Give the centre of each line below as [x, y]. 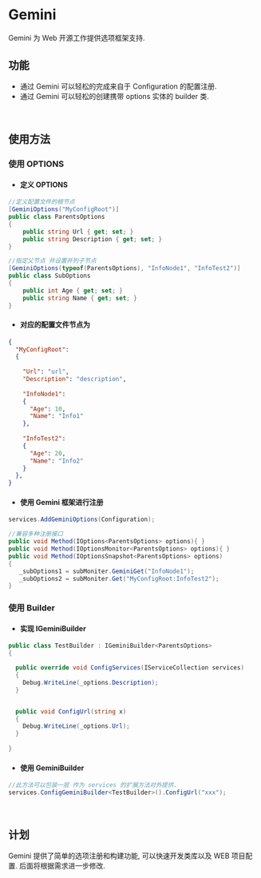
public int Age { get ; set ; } [73, 290]
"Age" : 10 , [47, 409]
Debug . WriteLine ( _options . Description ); [91, 682]
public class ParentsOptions [57, 217]
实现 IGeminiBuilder [53, 628]
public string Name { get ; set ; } [80, 298]
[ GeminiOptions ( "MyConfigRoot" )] [64, 209]
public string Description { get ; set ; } [92, 239]
